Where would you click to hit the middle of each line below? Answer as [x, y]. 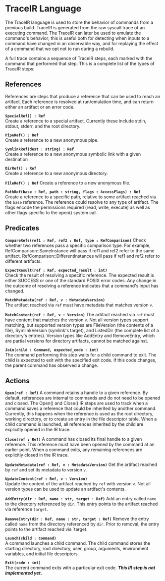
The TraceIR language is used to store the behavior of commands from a [79, 22]
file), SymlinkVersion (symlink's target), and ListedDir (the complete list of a [82, 330]
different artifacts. [24, 261]
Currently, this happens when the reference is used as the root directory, [79, 414]
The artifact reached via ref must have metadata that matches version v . [79, 305]
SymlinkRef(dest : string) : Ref [40, 149]
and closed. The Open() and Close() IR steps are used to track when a [77, 403]
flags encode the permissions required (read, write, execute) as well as [78, 207]
